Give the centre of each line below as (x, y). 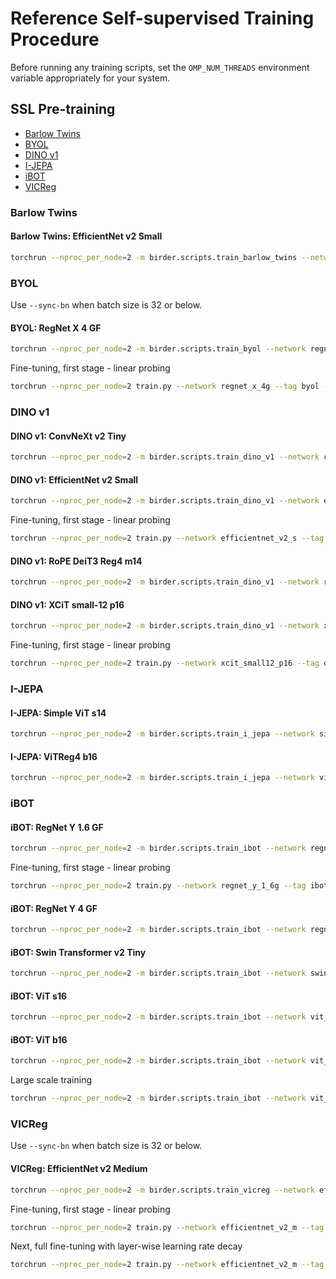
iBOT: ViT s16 (39, 996)
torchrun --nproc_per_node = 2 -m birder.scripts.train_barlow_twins (154, 257)
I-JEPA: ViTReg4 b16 (54, 756)
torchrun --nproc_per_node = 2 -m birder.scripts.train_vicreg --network (162, 1190)
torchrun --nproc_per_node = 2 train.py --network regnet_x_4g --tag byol (165, 387)
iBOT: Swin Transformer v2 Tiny (78, 952)
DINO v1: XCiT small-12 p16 (67, 604)
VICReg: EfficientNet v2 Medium (79, 1169)
